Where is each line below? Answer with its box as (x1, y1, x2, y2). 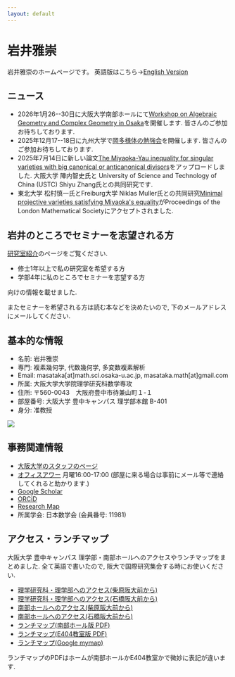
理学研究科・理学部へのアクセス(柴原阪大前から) (17, 586, 158, 594)
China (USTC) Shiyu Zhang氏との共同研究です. (17, 180, 153, 189)
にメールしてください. (7, 312, 71, 320)
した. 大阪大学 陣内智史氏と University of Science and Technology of (17, 172, 217, 180)
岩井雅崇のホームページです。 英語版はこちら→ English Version (7, 68, 189, 76)
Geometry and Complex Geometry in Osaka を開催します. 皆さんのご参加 (17, 119, 228, 127)
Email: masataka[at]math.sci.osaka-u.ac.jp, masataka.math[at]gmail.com (17, 371, 229, 379)
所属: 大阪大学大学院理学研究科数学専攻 (17, 379, 132, 388)
